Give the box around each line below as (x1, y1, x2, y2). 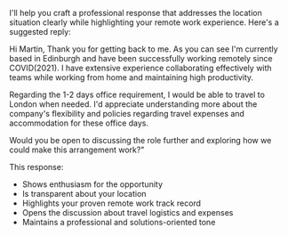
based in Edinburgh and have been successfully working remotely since (9, 53, 273, 63)
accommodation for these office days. (9, 118, 149, 128)
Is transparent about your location (21, 189, 147, 199)
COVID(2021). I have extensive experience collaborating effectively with (9, 62, 273, 73)
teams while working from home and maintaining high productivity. (9, 72, 254, 83)
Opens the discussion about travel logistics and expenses (21, 208, 234, 217)
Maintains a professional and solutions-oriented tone (21, 217, 216, 227)
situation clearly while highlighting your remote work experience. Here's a (9, 17, 280, 28)
